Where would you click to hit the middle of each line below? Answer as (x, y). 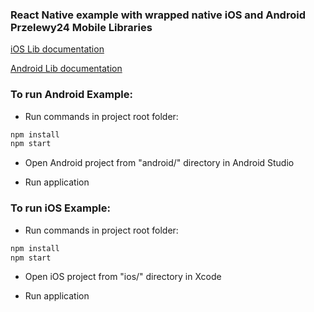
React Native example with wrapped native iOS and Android (158, 15)
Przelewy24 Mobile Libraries (81, 27)
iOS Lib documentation (57, 49)
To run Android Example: (71, 95)
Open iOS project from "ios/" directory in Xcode (123, 277)
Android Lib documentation (66, 69)
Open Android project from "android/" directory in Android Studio (159, 163)
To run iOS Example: (60, 208)
